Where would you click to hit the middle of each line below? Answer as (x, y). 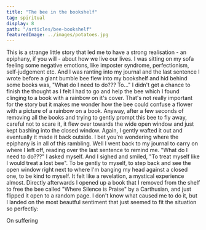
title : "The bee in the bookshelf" (52, 12)
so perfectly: (22, 209)
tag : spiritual (26, 18)
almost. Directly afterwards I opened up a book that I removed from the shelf (103, 183)
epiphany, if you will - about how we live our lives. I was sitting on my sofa (100, 59)
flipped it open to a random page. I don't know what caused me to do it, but (102, 196)
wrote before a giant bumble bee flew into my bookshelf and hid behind (97, 79)
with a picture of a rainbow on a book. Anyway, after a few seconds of (95, 111)
